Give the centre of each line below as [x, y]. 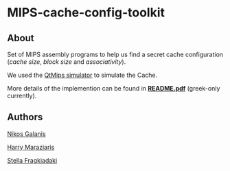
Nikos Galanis [26, 134]
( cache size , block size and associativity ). [67, 62]
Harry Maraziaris [31, 147]
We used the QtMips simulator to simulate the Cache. [82, 75]
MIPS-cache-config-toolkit [86, 13]
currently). [22, 95]
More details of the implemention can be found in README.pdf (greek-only [114, 88]
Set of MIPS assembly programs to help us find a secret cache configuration [115, 54]
